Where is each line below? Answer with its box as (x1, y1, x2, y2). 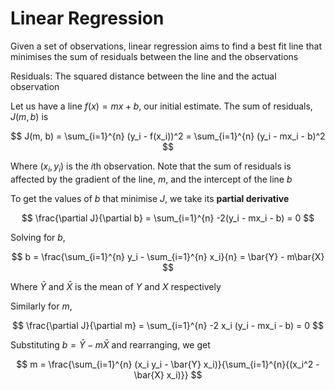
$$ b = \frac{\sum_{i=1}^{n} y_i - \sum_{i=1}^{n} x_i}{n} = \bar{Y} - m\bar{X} (11, 250, 325, 262)
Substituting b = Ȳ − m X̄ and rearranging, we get (10, 338, 211, 351)
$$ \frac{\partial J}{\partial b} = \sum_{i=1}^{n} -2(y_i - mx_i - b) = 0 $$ (21, 212, 315, 224)
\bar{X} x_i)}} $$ (133, 368, 203, 381)
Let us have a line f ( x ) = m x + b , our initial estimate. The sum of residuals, (10, 100, 313, 112)
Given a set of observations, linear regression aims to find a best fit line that (10, 40, 322, 52)
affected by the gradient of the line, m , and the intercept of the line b (10, 173, 293, 185)
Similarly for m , (10, 300, 73, 312)
